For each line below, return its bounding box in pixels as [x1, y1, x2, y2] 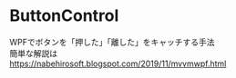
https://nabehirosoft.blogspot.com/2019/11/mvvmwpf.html [9, 58, 227, 69]
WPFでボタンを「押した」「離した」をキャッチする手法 [9, 36, 215, 47]
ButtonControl [9, 5, 119, 26]
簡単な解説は [9, 47, 57, 59]
